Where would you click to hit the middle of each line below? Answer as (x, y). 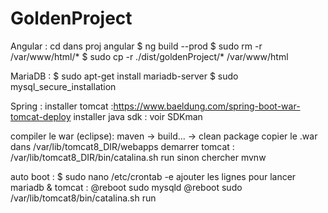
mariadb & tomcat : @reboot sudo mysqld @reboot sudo (126, 187)
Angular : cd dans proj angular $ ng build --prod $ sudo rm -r (136, 46)
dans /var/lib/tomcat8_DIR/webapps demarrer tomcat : (122, 146)
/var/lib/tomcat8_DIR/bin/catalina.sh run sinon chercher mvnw (138, 157)
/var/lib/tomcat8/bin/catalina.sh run (83, 198)
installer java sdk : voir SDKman (138, 116)
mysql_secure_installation (63, 86)
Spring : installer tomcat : (62, 106)
